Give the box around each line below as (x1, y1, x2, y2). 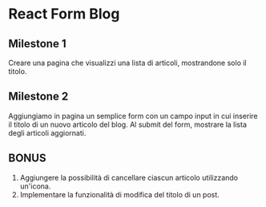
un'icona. (19, 181, 51, 191)
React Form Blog (8, 5, 120, 23)
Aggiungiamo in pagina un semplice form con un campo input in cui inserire (8, 111, 258, 120)
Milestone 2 (8, 90, 69, 103)
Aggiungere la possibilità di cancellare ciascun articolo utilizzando (19, 172, 239, 182)
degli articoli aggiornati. (8, 128, 87, 137)
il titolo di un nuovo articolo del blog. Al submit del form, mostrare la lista (8, 120, 247, 129)
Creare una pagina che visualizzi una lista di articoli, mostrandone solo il (8, 58, 247, 67)
